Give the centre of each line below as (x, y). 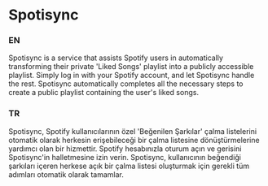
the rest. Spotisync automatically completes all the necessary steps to (126, 84)
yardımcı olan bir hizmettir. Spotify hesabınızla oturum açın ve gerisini (125, 149)
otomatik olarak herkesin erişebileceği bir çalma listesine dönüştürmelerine (134, 140)
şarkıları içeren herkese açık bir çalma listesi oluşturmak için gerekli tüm (129, 166)
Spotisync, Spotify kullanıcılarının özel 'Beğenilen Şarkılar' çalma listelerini (133, 131)
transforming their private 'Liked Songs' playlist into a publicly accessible (131, 67)
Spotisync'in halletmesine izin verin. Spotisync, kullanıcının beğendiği (125, 157)
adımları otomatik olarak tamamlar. (66, 174)
